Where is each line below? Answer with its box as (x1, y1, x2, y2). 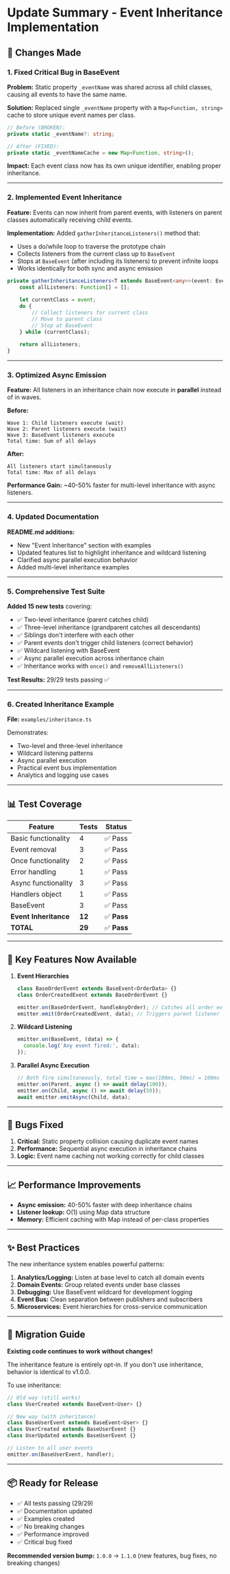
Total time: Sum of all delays (7, 438, 97, 445)
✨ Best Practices (7, 1241, 80, 1253)
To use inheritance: (7, 1381, 62, 1389)
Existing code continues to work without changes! (7, 1347, 153, 1355)
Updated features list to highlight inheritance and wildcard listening (16, 548, 207, 556)
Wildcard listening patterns (16, 749, 94, 757)
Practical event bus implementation (16, 764, 117, 772)
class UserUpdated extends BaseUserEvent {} (7, 1432, 136, 1439)
